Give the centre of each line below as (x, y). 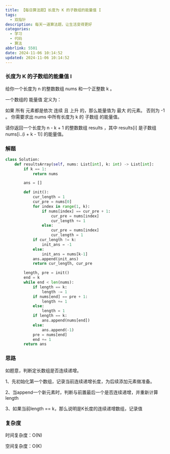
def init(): (37, 192)
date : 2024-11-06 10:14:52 (34, 53)
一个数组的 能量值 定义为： (33, 99)
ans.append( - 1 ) (58, 330)
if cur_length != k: (54, 240)
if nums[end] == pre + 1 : (60, 297)
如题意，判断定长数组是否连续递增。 (43, 370)
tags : (11, 15)
